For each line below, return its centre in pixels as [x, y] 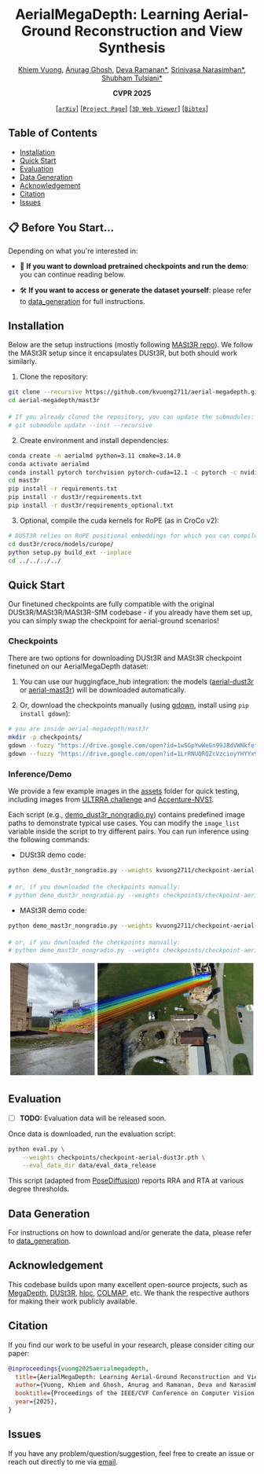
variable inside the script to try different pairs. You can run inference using [128, 831]
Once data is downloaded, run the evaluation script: [92, 1134]
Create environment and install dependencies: [94, 440]
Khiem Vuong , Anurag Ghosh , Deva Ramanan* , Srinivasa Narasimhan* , [132, 69]
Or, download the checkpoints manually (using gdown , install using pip [134, 706]
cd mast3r [24, 481]
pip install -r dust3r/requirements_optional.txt [91, 505]
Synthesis [132, 48]
